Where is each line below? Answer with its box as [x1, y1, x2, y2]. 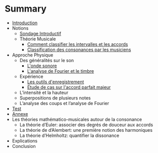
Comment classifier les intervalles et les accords [27, 41, 128, 47]
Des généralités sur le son [19, 57, 74, 63]
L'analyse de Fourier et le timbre [27, 68, 94, 74]
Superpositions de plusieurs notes [19, 94, 91, 101]
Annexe [12, 111, 28, 117]
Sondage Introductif [19, 30, 62, 36]
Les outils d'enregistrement [27, 79, 84, 85]
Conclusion [12, 143, 36, 149]
